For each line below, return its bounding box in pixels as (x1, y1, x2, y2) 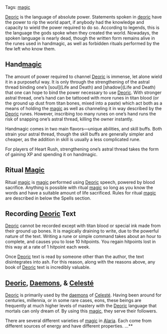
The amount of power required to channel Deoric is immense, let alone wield (5, 73, 162, 79)
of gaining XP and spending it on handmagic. (5, 151, 98, 157)
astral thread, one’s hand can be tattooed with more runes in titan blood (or (5, 94, 159, 100)
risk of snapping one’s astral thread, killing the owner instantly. (5, 116, 134, 122)
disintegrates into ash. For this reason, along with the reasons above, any (5, 259, 156, 265)
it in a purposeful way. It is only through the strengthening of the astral (5, 78, 150, 84)
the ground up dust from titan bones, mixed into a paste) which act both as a (5, 100, 163, 106)
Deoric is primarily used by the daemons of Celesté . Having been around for (5, 292, 162, 298)
